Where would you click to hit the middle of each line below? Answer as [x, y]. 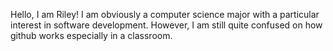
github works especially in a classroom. [91, 35]
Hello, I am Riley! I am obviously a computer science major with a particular [165, 14]
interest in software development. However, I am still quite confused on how [166, 25]
